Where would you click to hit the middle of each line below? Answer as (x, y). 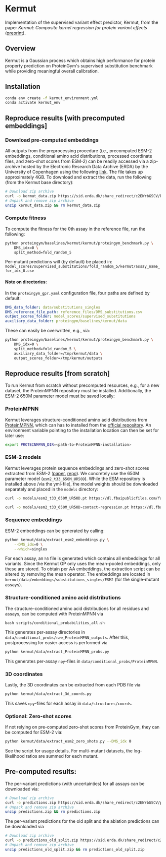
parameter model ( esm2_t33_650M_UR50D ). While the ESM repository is (75, 479)
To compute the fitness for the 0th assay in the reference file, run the (75, 229)
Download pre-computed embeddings (52, 140)
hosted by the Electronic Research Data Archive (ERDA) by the (85, 166)
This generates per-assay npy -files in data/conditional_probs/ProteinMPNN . (82, 661)
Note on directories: (26, 282)
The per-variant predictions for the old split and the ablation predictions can (82, 821)
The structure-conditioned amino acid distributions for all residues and (77, 609)
